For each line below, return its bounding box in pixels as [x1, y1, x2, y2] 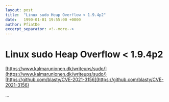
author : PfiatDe [5, 22, 40, 27]
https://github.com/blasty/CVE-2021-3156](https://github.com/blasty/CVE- [7, 76, 164, 83]
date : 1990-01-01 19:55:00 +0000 [5, 17, 81, 22]
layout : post [5, 7, 33, 13]
